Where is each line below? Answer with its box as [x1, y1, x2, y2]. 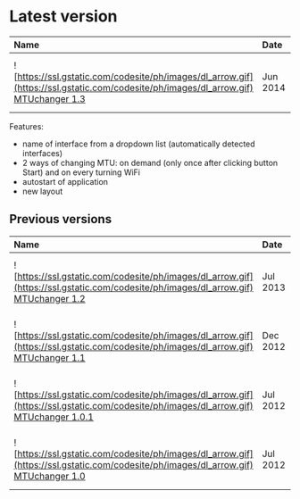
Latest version [9, 6, 118, 27]
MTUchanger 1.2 [13, 292, 87, 304]
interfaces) [21, 147, 63, 158]
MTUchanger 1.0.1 [13, 411, 94, 423]
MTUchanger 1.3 [13, 92, 87, 104]
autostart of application [21, 176, 109, 187]
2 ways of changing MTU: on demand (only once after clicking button [21, 157, 279, 168]
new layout [21, 186, 63, 196]
